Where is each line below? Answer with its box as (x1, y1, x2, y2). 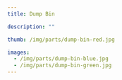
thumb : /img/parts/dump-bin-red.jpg (7, 36, 115, 43)
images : (7, 49, 30, 56)
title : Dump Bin (7, 10, 55, 18)
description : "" (7, 23, 55, 30)
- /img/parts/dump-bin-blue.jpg (13, 55, 109, 62)
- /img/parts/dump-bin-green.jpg (13, 62, 112, 69)
